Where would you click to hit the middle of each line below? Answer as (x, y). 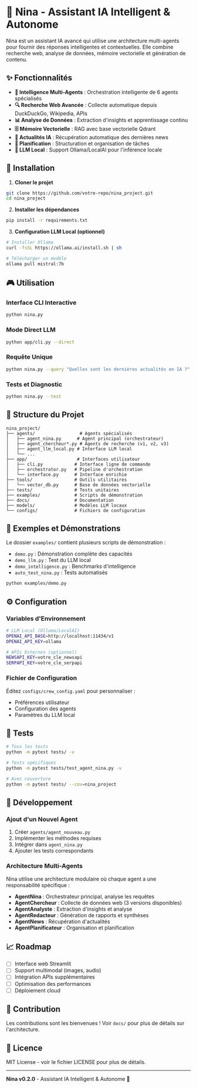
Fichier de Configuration (42, 678)
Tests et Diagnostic (34, 384)
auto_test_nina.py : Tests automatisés (61, 572)
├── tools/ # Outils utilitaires (67, 480)
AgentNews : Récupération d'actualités (62, 921)
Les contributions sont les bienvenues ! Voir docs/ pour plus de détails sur (95, 1023)
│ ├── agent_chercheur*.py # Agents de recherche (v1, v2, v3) (87, 444)
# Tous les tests (27, 747)
